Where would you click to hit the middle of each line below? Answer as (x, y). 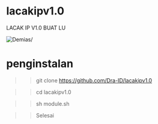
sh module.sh (53, 104)
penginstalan (40, 64)
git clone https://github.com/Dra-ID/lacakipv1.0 (94, 80)
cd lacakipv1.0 (53, 92)
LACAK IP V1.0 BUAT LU (36, 28)
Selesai (45, 115)
